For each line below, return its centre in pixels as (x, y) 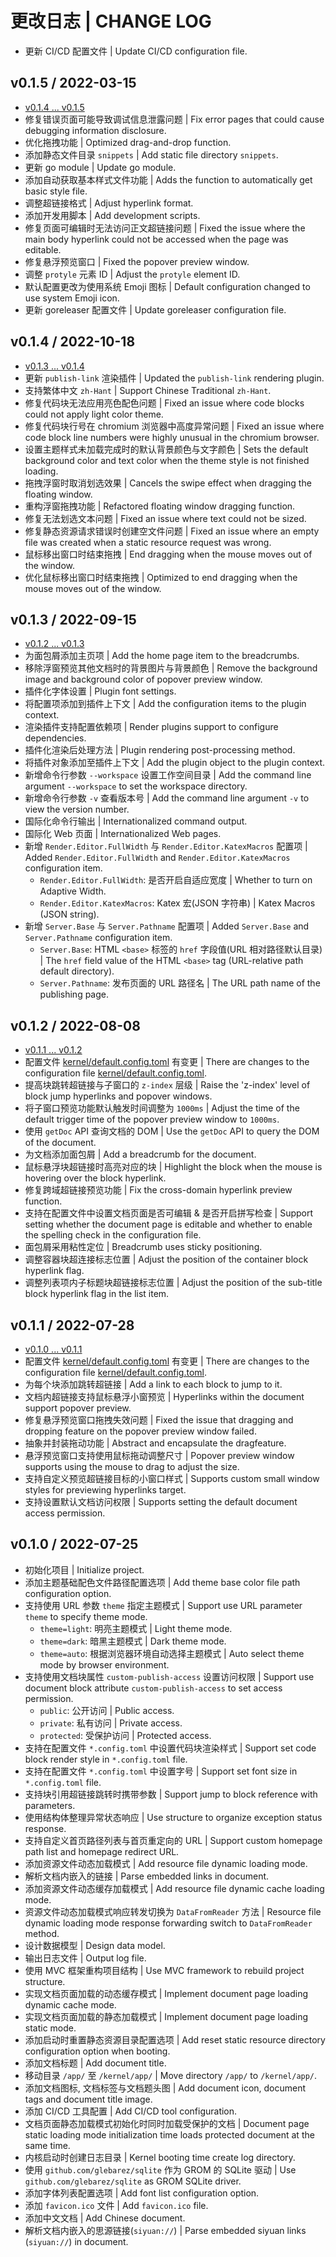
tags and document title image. (88, 2099)
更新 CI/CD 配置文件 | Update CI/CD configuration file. (136, 51)
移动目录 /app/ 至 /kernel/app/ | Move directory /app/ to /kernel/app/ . (171, 2075)
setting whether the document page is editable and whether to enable (168, 1224)
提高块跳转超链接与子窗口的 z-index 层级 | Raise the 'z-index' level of (167, 1085)
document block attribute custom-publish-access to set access (153, 1688)
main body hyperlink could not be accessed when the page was (156, 239)
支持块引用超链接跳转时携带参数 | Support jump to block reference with (171, 1794)
